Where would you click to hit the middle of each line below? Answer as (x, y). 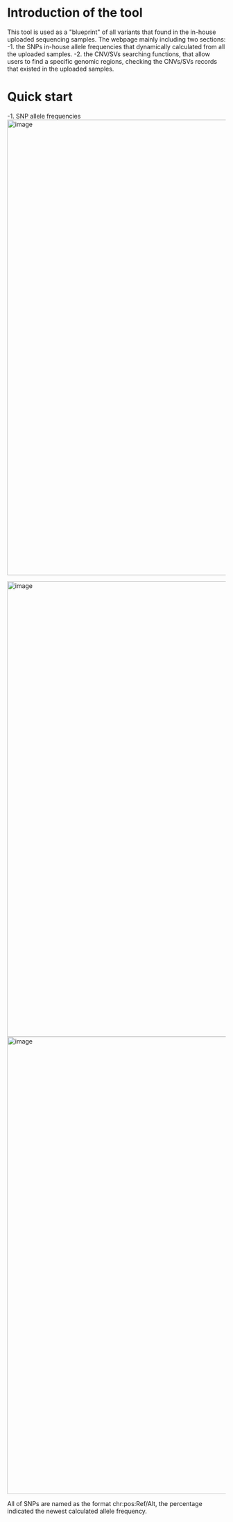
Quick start (40, 97)
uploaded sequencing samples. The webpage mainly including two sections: (116, 39)
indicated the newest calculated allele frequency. (77, 1511)
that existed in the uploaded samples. (61, 69)
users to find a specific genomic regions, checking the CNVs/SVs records (112, 61)
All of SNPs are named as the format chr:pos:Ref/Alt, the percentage (105, 1503)
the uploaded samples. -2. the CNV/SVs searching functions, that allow (109, 54)
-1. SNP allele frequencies (44, 116)
